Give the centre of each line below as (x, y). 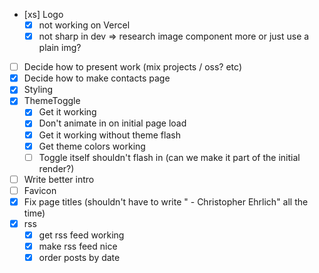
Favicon (40, 190)
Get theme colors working (92, 146)
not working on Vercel (84, 25)
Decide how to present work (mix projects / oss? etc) (132, 67)
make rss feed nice (78, 246)
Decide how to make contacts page (97, 78)
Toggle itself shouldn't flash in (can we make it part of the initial (169, 157)
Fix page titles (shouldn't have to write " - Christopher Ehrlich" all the (166, 201)
